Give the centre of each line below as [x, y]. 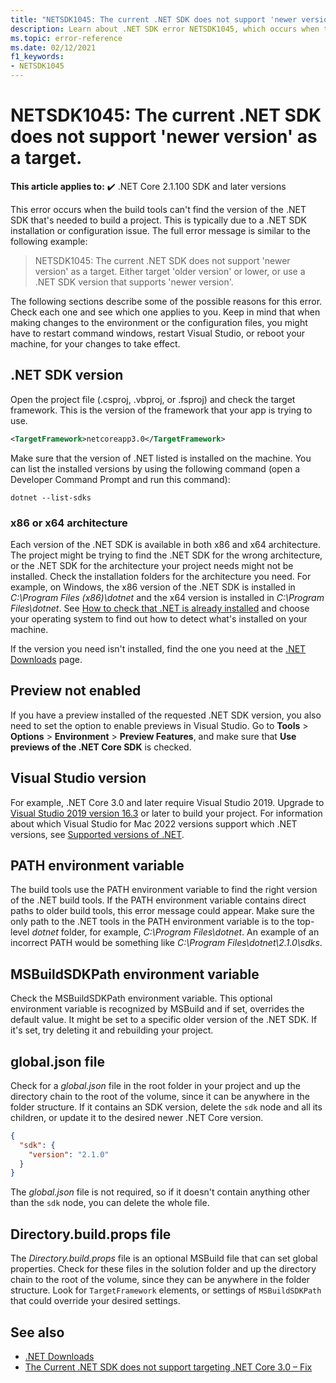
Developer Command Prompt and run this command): [120, 479]
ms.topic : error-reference [66, 38]
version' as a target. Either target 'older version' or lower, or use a [170, 271]
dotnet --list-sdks [51, 497]
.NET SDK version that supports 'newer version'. [134, 282]
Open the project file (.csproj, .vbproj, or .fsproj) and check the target [153, 399]
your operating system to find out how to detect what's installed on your [159, 618]
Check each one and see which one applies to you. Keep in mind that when [165, 312]
